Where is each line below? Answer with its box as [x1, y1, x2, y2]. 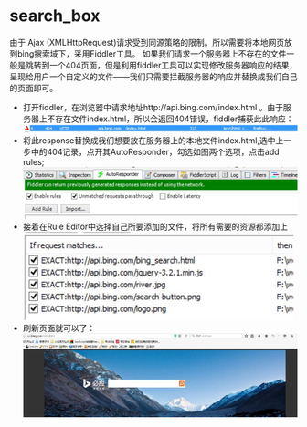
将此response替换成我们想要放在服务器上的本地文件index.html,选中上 [22, 135, 284, 146]
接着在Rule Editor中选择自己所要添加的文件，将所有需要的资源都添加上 [22, 221, 289, 233]
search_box [9, 5, 101, 26]
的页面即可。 [9, 82, 58, 93]
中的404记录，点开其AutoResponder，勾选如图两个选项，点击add [30, 147, 281, 158]
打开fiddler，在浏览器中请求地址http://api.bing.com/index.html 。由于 [22, 101, 284, 112]
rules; [22, 157, 45, 168]
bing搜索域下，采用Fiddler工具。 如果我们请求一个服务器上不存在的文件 [16, 47, 287, 59]
